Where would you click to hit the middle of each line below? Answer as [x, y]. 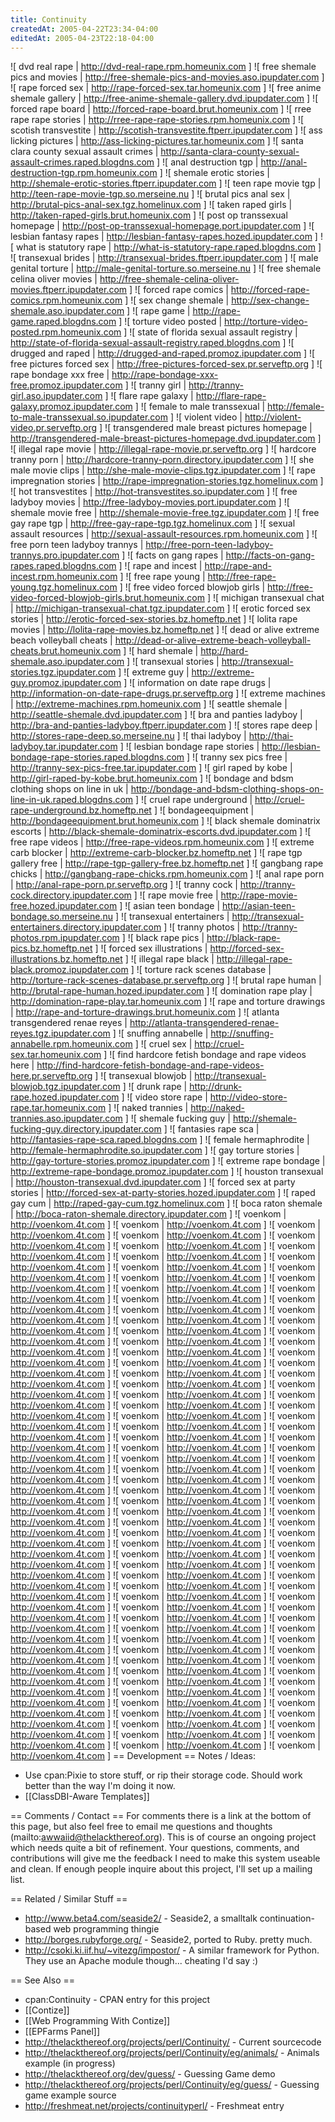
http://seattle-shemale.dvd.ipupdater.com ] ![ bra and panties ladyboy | [156, 715]
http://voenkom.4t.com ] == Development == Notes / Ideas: [133, 1756]
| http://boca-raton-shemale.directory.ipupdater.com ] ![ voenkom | [148, 1214]
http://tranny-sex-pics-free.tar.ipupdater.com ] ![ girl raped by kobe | [151, 768]
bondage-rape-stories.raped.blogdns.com [97, 757]
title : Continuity [48, 19]
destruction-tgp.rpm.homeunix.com [84, 173]
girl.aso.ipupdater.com [56, 396]
